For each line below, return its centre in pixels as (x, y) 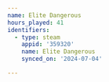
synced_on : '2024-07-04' (62, 59)
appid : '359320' (48, 45)
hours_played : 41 (36, 23)
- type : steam (37, 37)
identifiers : (29, 30)
